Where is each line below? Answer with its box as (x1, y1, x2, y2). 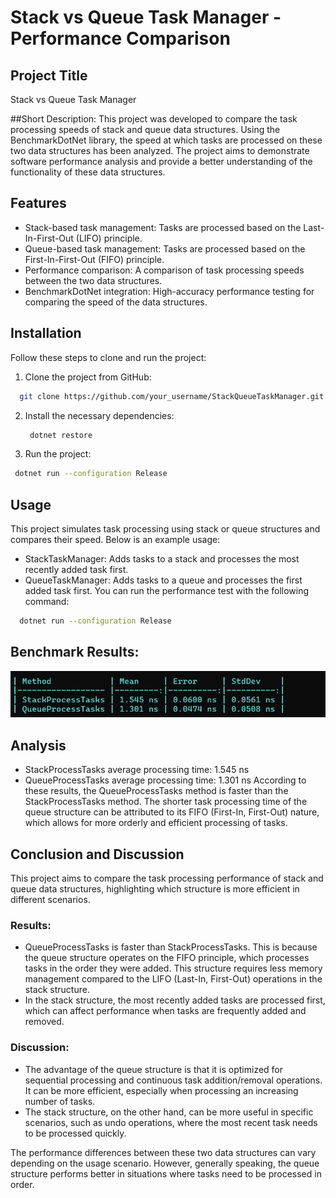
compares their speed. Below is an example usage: (10, 534, 221, 546)
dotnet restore (29, 430, 93, 440)
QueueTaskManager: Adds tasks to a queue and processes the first (24, 574, 303, 586)
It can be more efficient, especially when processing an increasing (24, 1084, 299, 1096)
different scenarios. (10, 893, 91, 905)
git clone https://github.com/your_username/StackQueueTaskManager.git (19, 391, 325, 401)
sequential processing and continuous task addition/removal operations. (24, 1074, 323, 1086)
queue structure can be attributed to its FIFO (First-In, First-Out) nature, (24, 806, 320, 818)
